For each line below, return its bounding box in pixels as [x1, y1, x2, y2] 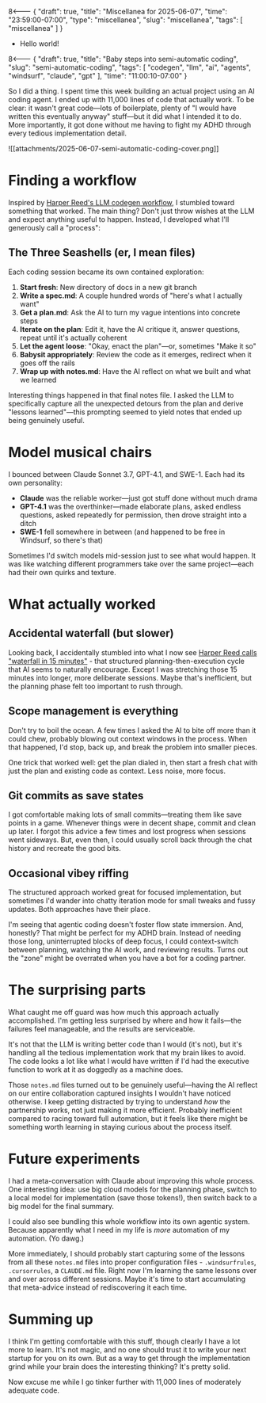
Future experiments [8, 1150, 140, 1168]
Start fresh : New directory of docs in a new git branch [19, 282, 198, 292]
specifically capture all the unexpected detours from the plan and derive [8, 398, 244, 408]
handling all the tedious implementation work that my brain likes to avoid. [8, 1048, 246, 1058]
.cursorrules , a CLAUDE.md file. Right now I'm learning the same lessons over [8, 1266, 257, 1275]
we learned [19, 375, 57, 384]
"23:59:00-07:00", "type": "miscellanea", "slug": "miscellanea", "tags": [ [8, 15, 243, 25]
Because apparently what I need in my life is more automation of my [8, 1226, 230, 1234]
